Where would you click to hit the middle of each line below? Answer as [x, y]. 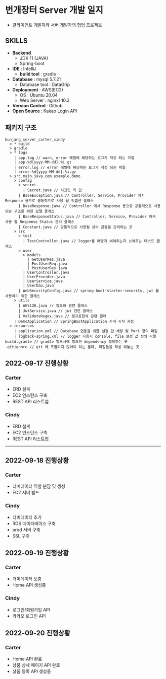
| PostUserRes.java [47, 268]
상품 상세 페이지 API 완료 [36, 665]
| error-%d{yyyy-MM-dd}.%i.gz [45, 172]
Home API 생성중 [29, 585]
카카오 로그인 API [29, 616]
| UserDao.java [39, 285]
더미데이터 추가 [27, 517]
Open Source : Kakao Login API [45, 111]
